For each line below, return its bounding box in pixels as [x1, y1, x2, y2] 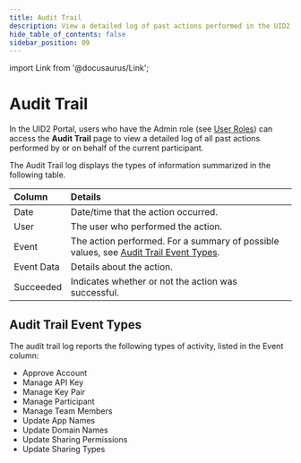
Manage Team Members [21, 406, 113, 416]
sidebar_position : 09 [9, 38, 90, 47]
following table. [9, 169, 66, 180]
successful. [70, 287, 119, 299]
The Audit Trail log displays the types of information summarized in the [9, 160, 271, 171]
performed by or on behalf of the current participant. [9, 142, 204, 153]
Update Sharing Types [21, 444, 106, 454]
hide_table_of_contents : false [9, 30, 126, 39]
